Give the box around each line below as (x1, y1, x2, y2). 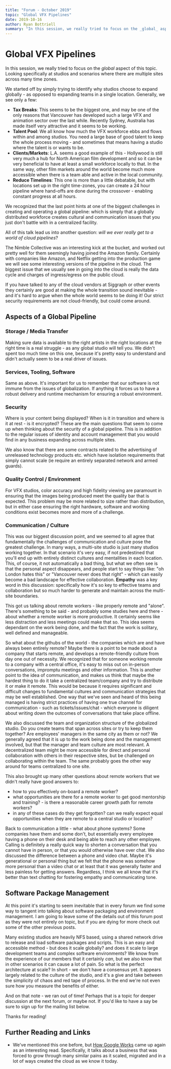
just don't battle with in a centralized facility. (5, 220, 98, 226)
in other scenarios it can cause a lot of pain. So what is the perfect (5, 961, 145, 967)
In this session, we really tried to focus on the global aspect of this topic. (5, 65, 158, 71)
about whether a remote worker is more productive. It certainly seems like (5, 613, 160, 619)
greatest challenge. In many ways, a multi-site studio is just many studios (5, 544, 159, 550)
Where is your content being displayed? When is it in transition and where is (5, 415, 164, 421)
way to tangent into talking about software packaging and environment (5, 908, 154, 914)
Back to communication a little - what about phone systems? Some (5, 825, 146, 831)
